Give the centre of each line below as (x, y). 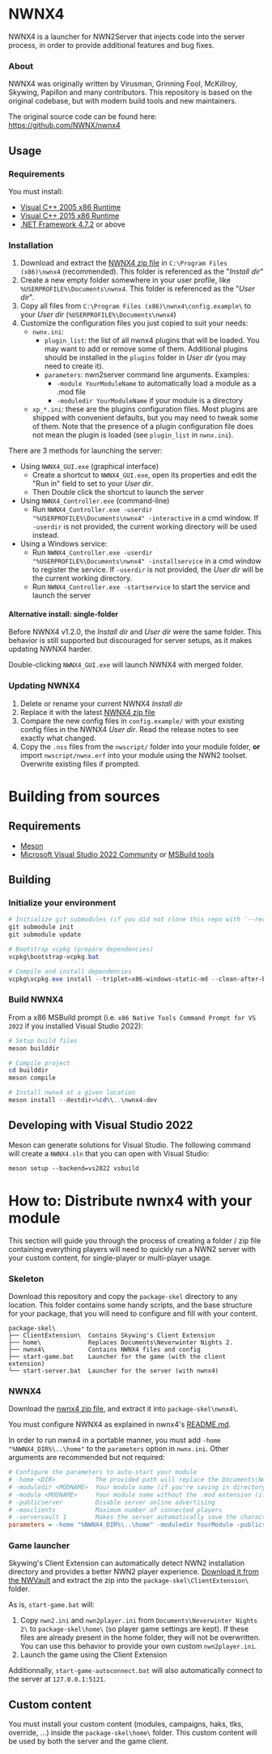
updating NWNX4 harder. (51, 649)
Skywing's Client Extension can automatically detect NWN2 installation (127, 1563)
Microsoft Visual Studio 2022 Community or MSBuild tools (117, 854)
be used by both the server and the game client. (89, 1741)
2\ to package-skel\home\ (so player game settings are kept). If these (134, 1629)
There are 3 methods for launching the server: (85, 451)
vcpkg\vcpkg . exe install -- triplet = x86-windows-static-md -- (114, 979)
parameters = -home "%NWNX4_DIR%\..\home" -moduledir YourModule (121, 1525)
